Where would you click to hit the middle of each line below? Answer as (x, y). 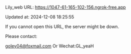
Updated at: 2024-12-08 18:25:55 (40, 17)
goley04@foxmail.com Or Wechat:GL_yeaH (49, 46)
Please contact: (21, 36)
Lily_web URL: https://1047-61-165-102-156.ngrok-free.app (65, 7)
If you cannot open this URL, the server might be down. (62, 26)
